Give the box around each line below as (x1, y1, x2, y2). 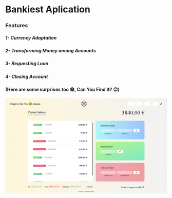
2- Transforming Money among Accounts (5, 48, 96, 54)
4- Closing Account (5, 73, 48, 80)
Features (5, 22, 28, 29)
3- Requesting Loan (5, 61, 49, 67)
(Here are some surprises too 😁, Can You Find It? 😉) (5, 86, 120, 93)
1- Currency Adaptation (5, 34, 57, 41)
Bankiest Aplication (5, 4, 91, 15)
